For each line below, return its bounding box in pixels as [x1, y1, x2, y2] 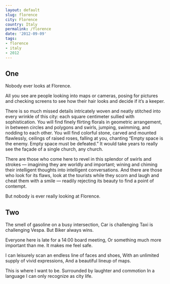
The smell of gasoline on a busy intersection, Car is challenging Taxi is [5, 222, 153, 228]
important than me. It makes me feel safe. [5, 243, 93, 249]
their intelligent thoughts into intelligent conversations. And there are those [5, 167, 162, 173]
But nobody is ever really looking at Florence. [5, 193, 101, 200]
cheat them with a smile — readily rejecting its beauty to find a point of [5, 178, 154, 184]
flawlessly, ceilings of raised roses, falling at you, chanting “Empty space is [5, 135, 163, 141]
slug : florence [5, 12, 38, 17]
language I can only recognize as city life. [5, 273, 93, 279]
